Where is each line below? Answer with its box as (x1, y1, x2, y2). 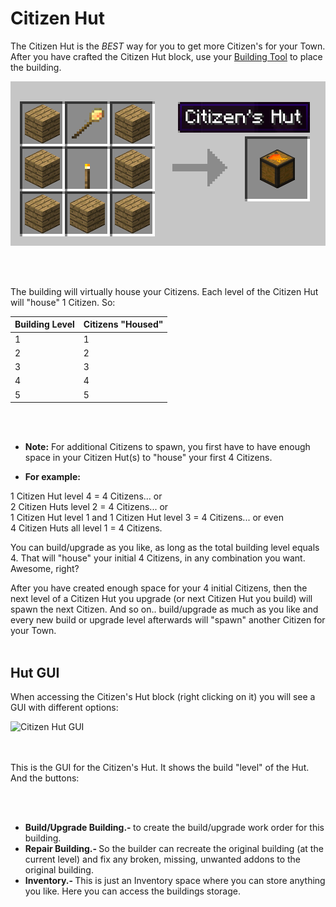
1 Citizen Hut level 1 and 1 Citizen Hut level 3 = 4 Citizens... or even (10, 512, 284, 524)
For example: (24, 471, 81, 483)
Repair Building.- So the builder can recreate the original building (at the (24, 843, 324, 854)
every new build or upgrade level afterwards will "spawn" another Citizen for (10, 614, 326, 626)
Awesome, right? (10, 563, 80, 575)
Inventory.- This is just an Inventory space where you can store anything (24, 875, 326, 886)
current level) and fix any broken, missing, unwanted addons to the (24, 853, 302, 865)
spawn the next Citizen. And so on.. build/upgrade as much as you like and (10, 603, 319, 616)
